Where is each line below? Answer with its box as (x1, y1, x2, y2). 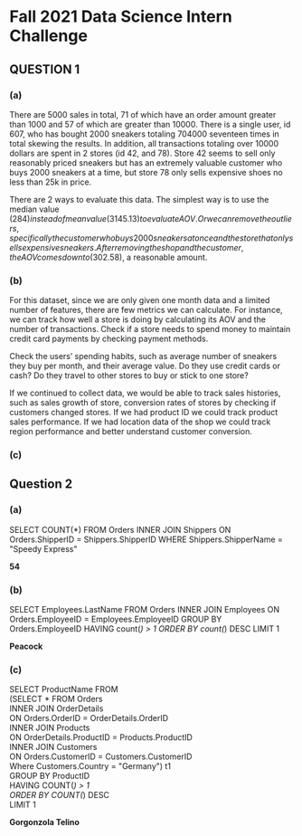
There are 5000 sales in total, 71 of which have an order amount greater (9, 109, 277, 119)
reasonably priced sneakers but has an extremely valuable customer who (9, 157, 283, 168)
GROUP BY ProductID (9, 771, 90, 782)
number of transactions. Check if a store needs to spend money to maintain (9, 324, 291, 335)
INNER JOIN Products (9, 722, 90, 734)
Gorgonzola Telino (9, 817, 80, 828)
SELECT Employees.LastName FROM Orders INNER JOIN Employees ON (9, 604, 280, 615)
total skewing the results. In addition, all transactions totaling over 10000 (9, 138, 278, 148)
